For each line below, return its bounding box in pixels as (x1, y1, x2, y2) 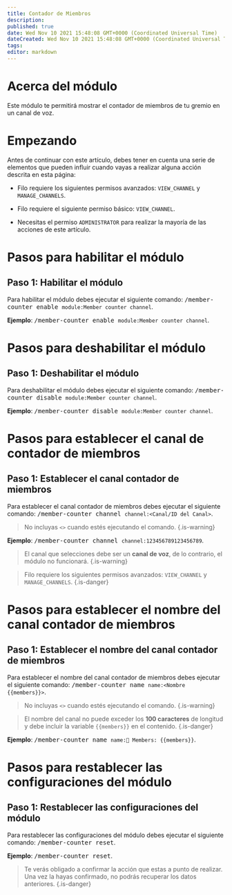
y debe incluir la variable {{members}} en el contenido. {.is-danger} (23, 722, 213, 730)
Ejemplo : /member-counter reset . (7, 851, 113, 860)
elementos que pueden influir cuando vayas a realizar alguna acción (7, 163, 202, 171)
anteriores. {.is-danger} (23, 879, 92, 888)
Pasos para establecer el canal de (7, 431, 204, 446)
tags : (7, 42, 23, 49)
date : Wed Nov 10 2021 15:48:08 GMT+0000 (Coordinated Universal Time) (7, 29, 217, 37)
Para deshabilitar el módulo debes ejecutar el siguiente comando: (7, 386, 194, 394)
